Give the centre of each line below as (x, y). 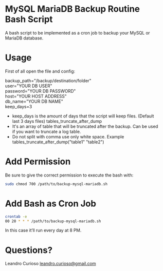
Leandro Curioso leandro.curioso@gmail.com (51, 264)
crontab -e (16, 216)
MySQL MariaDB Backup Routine (72, 9)
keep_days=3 (19, 106)
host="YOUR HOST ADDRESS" (36, 96)
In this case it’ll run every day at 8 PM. (43, 231)
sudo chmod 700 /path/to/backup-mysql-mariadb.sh (56, 184)
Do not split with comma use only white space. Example (68, 136)
